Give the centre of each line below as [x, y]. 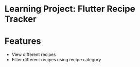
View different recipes [34, 54]
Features [23, 41]
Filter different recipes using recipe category [56, 60]
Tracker [21, 19]
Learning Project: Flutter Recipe [70, 9]
